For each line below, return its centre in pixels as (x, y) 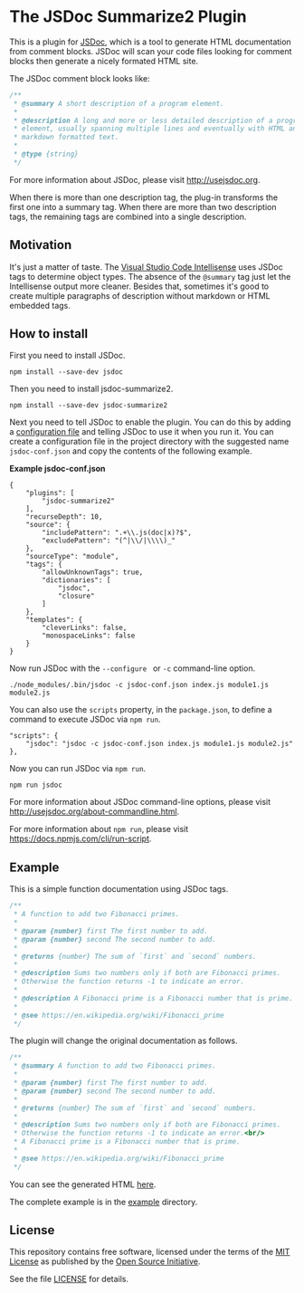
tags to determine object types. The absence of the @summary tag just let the (150, 276)
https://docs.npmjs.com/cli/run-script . (81, 838)
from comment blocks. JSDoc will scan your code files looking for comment (151, 51)
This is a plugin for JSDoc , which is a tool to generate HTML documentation (150, 42)
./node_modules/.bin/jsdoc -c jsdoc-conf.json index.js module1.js (139, 685)
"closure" (76, 596)
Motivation (41, 245)
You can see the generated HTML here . (83, 1184)
